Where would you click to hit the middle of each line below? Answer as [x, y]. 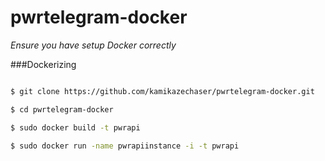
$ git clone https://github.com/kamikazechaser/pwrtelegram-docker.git [162, 91]
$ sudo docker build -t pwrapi [75, 127]
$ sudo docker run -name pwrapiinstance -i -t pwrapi [125, 146]
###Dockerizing [43, 64]
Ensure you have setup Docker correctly [93, 45]
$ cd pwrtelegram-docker [62, 109]
